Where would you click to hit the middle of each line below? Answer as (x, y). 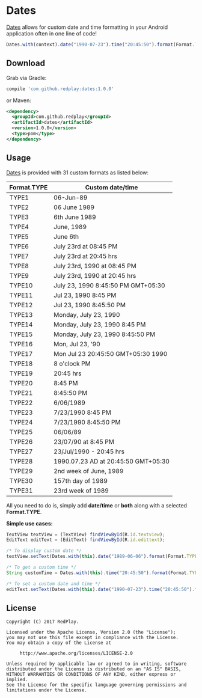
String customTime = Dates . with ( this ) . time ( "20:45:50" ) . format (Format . (98, 573)
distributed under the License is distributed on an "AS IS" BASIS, (94, 669)
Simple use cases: (29, 523)
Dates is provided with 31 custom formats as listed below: (78, 173)
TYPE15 (21, 334)
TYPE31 (21, 491)
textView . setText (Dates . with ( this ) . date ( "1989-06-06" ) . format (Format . (96, 557)
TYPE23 (21, 412)
